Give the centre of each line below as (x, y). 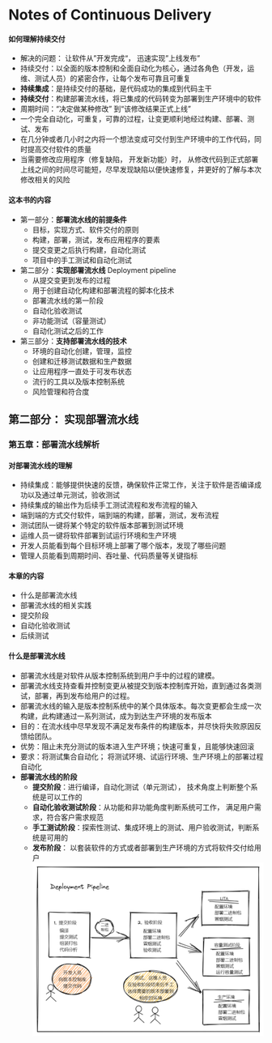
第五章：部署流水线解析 (54, 445)
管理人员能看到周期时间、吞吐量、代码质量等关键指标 (109, 556)
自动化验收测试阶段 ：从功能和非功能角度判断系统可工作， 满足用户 (143, 807)
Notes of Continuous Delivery (110, 15)
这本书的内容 (30, 199)
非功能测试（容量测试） (71, 321)
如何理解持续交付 (37, 39)
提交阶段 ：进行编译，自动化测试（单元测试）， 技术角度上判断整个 (141, 786)
